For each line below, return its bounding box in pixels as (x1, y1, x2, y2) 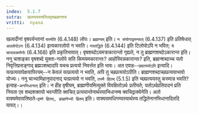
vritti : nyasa (6, 19, 43, 25)
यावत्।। (6, 102, 23, 109)
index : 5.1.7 (6, 8, 41, 15)
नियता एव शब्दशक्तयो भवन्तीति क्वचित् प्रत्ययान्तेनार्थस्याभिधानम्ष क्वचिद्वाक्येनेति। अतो (6, 89, 161, 96)
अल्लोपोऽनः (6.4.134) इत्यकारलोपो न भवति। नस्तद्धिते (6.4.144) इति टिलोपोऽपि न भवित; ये (6, 42, 174, 49)
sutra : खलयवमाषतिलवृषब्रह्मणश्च (6, 14, 67, 20)
